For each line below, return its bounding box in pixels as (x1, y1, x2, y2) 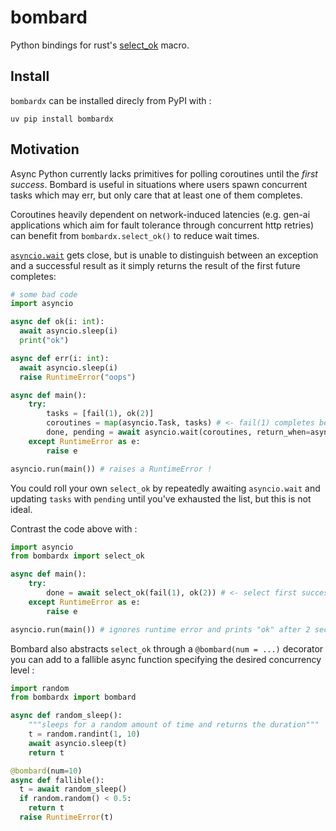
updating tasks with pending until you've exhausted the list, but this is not (10, 492, 312, 505)
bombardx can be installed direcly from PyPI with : (10, 94, 212, 106)
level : (10, 664, 35, 676)
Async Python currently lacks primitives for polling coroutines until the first (10, 167, 318, 180)
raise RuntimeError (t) (19, 812, 114, 823)
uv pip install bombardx (10, 114, 114, 124)
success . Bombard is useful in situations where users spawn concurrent (10, 178, 308, 190)
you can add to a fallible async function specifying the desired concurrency (10, 653, 322, 665)
